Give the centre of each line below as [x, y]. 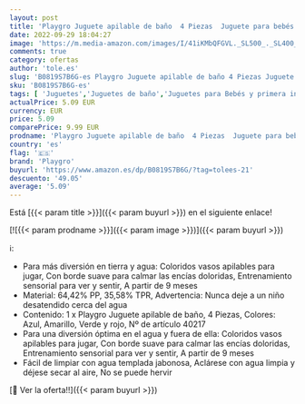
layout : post [34, 18]
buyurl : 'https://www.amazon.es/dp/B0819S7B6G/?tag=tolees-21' [132, 170]
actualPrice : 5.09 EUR [52, 102]
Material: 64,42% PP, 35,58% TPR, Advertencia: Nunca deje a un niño [153, 295]
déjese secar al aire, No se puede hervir [97, 372]
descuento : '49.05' [46, 178]
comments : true [38, 52]
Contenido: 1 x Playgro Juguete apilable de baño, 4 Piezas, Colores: [149, 315]
